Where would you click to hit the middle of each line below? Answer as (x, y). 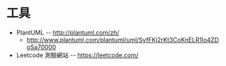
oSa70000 (41, 47)
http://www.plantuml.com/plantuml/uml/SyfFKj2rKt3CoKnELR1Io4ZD (123, 39)
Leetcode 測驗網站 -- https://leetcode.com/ (77, 55)
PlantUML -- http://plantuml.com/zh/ (68, 32)
